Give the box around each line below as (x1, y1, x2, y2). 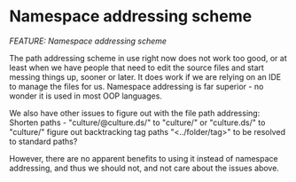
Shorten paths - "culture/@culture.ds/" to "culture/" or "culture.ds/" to (9, 117, 266, 128)
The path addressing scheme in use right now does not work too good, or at (9, 52, 287, 63)
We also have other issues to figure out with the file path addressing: (9, 107, 261, 118)
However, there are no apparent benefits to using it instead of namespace (9, 153, 278, 163)
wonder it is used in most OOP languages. (9, 91, 162, 101)
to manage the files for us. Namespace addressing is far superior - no (9, 81, 264, 91)
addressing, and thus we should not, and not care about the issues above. (9, 162, 279, 173)
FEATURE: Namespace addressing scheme (9, 36, 167, 46)
